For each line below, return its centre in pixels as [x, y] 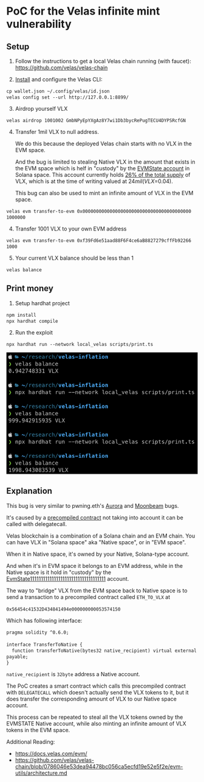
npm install [21, 315]
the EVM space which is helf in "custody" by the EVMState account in [102, 168]
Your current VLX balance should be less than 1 [74, 258]
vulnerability [39, 24]
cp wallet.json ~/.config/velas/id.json [58, 91]
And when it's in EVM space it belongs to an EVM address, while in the [95, 566]
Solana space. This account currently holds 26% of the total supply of [103, 175]
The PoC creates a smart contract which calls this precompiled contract [96, 686]
